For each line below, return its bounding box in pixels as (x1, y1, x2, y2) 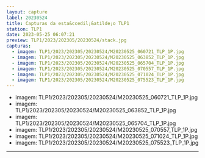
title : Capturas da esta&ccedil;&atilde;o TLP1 (6, 20, 130, 26)
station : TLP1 (6, 26, 43, 32)
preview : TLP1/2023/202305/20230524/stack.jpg (6, 37, 127, 43)
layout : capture (6, 9, 48, 15)
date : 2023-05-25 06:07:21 (6, 32, 75, 38)
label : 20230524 (6, 15, 48, 21)
